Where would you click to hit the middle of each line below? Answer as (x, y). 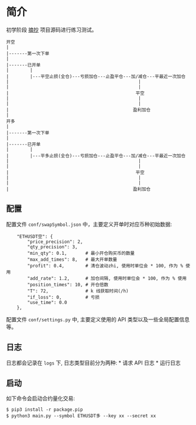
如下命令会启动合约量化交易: (41, 398)
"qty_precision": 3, (53, 247)
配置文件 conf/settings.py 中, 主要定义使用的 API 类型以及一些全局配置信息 (98, 319)
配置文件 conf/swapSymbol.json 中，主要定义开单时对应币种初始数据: (89, 224)
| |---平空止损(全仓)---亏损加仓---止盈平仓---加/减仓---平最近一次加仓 (96, 76)
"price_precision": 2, (55, 242)
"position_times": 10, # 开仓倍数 (68, 285)
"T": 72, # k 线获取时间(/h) (78, 291)
